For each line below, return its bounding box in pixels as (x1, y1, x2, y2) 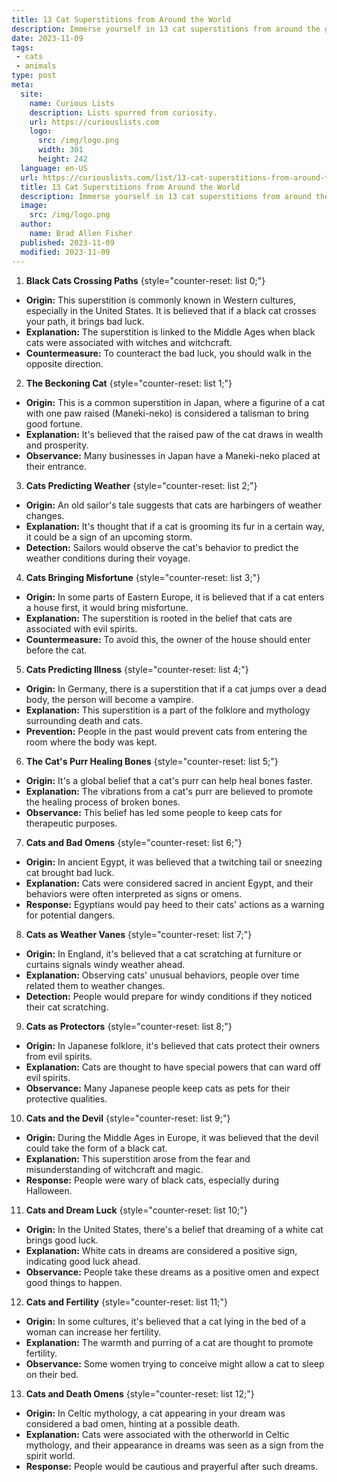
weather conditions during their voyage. (25, 552, 191, 564)
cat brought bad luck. (25, 866, 115, 878)
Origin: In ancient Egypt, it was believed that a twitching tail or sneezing (25, 856, 323, 868)
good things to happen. (25, 1276, 123, 1288)
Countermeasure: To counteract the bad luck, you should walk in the (25, 347, 312, 359)
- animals (15, 61, 57, 71)
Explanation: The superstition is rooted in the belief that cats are (25, 612, 293, 624)
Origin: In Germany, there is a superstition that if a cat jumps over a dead (25, 682, 327, 695)
